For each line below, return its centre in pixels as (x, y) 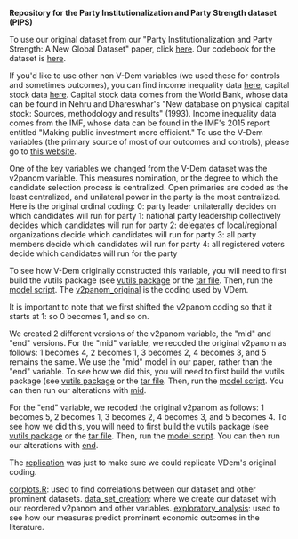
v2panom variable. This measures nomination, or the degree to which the (144, 178)
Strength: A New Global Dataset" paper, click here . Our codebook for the (142, 49)
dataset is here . (38, 58)
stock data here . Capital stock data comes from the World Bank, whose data (149, 94)
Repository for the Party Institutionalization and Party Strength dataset (143, 13)
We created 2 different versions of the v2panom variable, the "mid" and (140, 334)
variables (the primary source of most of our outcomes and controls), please (149, 142)
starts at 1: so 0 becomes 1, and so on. (79, 316)
